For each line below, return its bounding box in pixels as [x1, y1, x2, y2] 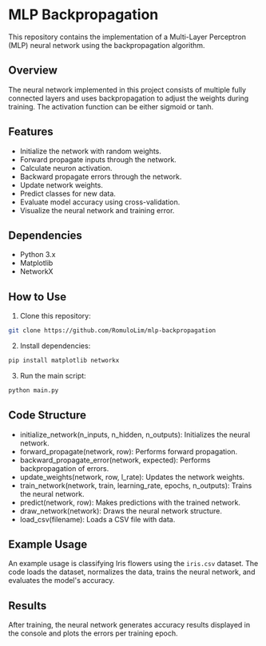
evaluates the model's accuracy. [8, 576, 115, 585]
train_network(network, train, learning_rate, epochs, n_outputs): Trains [19, 481, 252, 490]
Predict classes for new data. [19, 188, 116, 198]
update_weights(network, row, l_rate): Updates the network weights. [19, 472, 245, 482]
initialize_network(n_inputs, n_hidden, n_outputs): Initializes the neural [19, 430, 250, 439]
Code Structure [8, 409, 86, 422]
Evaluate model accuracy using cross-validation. [19, 197, 181, 207]
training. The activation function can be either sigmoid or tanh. [8, 101, 214, 111]
